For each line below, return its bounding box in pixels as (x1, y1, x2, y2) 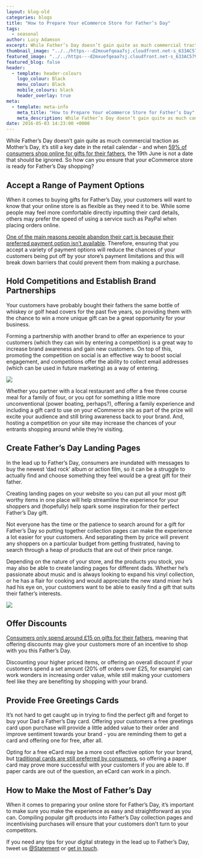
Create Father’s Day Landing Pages (6, 443, 141, 453)
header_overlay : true (17, 93, 71, 99)
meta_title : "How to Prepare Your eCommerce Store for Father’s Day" (17, 109, 195, 115)
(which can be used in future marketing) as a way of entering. (6, 364, 159, 372)
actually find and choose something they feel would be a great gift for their (6, 471, 191, 479)
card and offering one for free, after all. (6, 737, 103, 744)
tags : (6, 25, 20, 32)
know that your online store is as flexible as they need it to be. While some (6, 202, 191, 209)
